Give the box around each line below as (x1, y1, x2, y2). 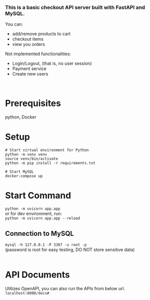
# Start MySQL (5, 169, 34, 174)
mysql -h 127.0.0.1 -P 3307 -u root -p (5, 242, 87, 247)
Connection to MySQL (5, 229, 74, 238)
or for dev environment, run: (5, 211, 62, 217)
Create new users (12, 71, 48, 77)
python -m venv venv (5, 152, 48, 157)
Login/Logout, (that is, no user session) (12, 61, 92, 67)
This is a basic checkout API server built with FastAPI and (5, 4, 145, 11)
